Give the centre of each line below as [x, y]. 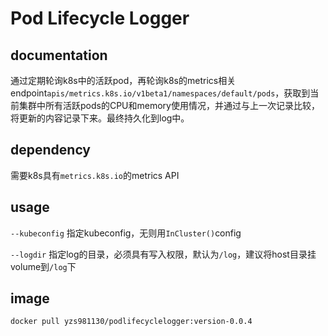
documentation [59, 55]
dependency [51, 150]
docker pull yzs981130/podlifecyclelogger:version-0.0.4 [131, 322]
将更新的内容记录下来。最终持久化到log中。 [100, 118]
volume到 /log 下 [43, 266]
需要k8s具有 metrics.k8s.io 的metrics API [95, 175]
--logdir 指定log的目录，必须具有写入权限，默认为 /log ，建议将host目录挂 [163, 254]
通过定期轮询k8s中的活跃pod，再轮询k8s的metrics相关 [123, 80]
